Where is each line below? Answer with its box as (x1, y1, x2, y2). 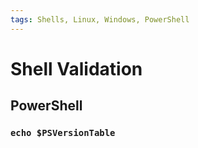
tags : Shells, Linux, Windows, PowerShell (10, 14, 190, 25)
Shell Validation (10, 57, 143, 80)
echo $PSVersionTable (10, 127, 116, 139)
